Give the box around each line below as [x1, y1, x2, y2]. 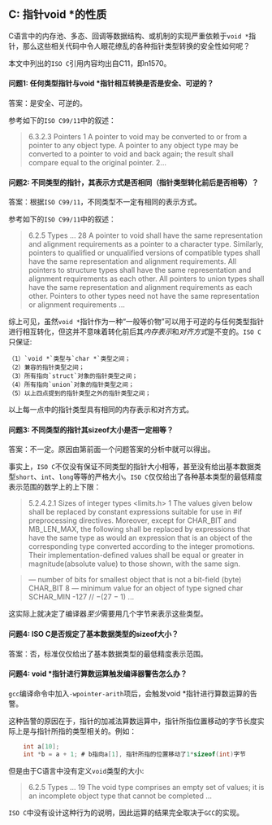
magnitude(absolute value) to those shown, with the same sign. [28, 559, 241, 568]
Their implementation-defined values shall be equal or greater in [28, 551, 244, 560]
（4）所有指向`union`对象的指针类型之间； [8, 381, 135, 389]
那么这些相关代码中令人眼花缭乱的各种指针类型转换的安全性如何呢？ [22, 41, 250, 50]
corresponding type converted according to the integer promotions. [28, 542, 256, 551]
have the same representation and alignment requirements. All [28, 257, 237, 266]
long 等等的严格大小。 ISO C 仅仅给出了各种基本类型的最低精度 [58, 472, 262, 482]
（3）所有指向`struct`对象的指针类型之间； [8, 372, 138, 380]
